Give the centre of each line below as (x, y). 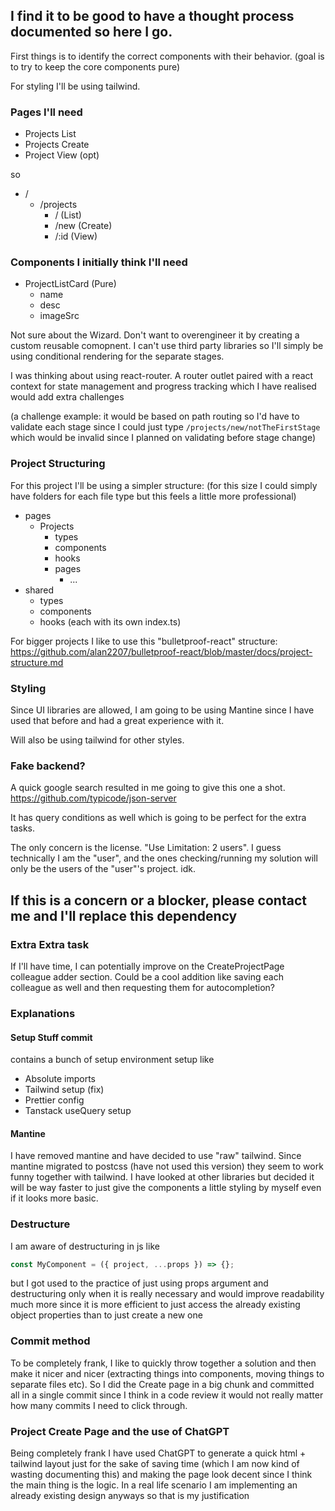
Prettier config (54, 1100)
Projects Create (57, 145)
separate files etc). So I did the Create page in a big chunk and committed (162, 1384)
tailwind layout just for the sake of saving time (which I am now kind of (155, 1464)
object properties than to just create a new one (106, 1315)
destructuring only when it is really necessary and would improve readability (167, 1294)
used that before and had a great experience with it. (117, 720)
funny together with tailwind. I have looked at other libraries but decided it (162, 1177)
